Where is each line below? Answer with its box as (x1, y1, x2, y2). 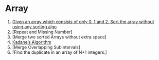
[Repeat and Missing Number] (12, 29, 72, 35)
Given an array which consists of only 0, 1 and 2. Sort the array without (12, 19, 154, 24)
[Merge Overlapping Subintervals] (12, 44, 81, 50)
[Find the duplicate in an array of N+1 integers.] (12, 49, 107, 55)
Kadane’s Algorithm (12, 39, 52, 45)
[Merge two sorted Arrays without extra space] (12, 34, 106, 40)
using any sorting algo (12, 24, 57, 29)
